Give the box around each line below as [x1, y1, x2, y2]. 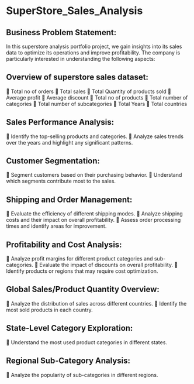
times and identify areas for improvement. [6, 222, 107, 229]
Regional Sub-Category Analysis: [6, 356, 130, 366]
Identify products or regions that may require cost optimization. [6, 268, 158, 275]
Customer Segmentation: [6, 156, 101, 166]
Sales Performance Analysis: [6, 117, 115, 127]
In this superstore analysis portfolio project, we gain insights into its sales [6, 43, 182, 50]
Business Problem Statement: [6, 28, 117, 37]
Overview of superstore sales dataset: [6, 72, 149, 83]
